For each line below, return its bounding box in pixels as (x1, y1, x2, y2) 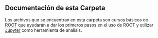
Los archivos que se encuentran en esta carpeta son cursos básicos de (5, 17, 148, 22)
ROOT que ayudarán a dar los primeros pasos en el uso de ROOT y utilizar (5, 22, 154, 28)
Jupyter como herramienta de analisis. (5, 27, 82, 33)
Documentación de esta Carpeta (5, 4, 105, 12)
